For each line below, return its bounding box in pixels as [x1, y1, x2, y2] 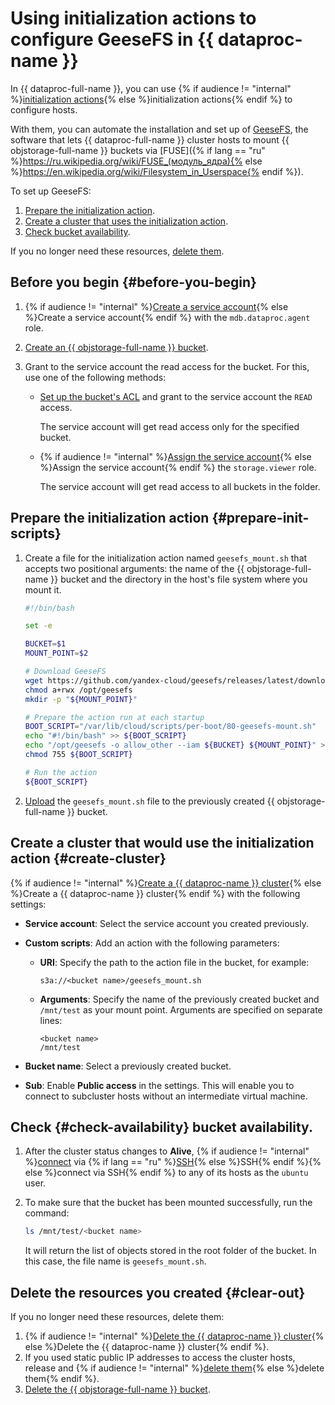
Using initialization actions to [10, 7, 257, 30]
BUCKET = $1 [24, 639, 67, 649]
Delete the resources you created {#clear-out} [10, 1284, 306, 1301]
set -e [24, 621, 53, 631]
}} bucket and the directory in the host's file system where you [50, 573, 308, 585]
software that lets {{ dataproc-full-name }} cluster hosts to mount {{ [10, 133, 290, 146]
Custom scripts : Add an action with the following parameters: [24, 937, 280, 949]
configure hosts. [10, 103, 78, 116]
